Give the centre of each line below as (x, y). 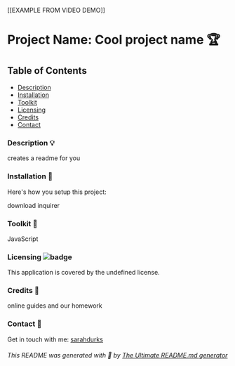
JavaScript (23, 239)
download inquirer (34, 205)
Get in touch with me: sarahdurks (55, 339)
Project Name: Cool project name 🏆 (114, 40)
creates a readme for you (44, 158)
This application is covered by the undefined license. (83, 273)
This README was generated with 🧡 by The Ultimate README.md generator (117, 355)
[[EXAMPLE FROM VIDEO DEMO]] (56, 10)
